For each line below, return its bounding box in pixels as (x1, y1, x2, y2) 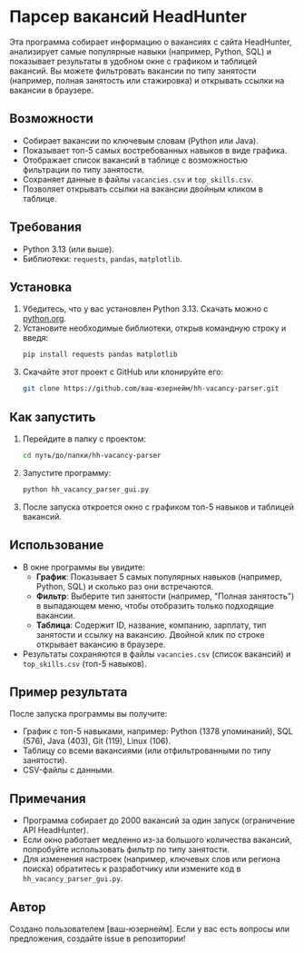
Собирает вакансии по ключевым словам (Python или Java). (22, 134, 259, 146)
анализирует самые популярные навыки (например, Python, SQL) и (9, 45, 272, 56)
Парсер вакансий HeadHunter (9, 6, 248, 27)
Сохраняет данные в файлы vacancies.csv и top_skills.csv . (22, 174, 254, 184)
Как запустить (9, 409, 96, 424)
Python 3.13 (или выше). (22, 243, 115, 254)
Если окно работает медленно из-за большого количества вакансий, (22, 834, 292, 846)
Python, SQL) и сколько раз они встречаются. (35, 581, 214, 591)
